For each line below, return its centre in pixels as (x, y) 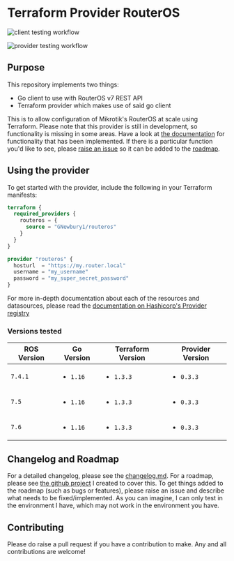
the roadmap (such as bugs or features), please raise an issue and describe (116, 491)
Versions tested (35, 331)
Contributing (36, 527)
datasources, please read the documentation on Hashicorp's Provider (107, 306)
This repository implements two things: (63, 84)
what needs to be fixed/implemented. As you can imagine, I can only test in (115, 498)
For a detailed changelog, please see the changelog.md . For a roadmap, (110, 476)
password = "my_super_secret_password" (71, 278)
